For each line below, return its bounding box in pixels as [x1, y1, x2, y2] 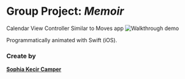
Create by [6, 51, 37, 60]
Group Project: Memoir [6, 4, 124, 18]
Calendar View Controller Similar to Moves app [6, 24, 124, 32]
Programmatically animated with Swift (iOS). [6, 36, 117, 43]
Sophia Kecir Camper [6, 66, 62, 73]
